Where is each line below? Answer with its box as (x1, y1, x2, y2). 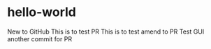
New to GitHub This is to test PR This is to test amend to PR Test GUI (7, 27, 205, 36)
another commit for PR (7, 34, 72, 43)
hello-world (7, 4, 77, 20)
